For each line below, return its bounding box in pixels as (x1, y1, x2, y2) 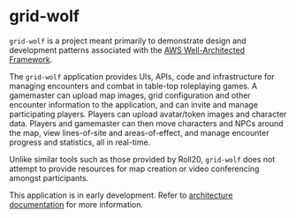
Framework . (9, 54, 53, 64)
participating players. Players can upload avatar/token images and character (9, 109, 287, 119)
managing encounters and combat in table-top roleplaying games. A (9, 80, 258, 91)
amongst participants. (9, 172, 89, 183)
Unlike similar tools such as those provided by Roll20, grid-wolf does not (9, 154, 276, 164)
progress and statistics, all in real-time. (9, 137, 151, 147)
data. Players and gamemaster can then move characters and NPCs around (9, 117, 285, 129)
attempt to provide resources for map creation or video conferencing (9, 163, 260, 174)
